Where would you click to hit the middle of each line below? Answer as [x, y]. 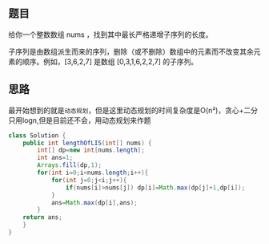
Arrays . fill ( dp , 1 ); [70, 165]
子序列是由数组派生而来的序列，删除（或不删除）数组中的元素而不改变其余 [131, 51]
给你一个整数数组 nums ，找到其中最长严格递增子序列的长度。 [111, 35]
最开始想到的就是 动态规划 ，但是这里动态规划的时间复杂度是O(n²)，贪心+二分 [133, 110]
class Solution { [37, 135]
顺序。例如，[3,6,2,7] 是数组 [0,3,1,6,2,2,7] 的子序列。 [110, 61]
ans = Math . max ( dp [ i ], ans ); [94, 202]
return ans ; [42, 218]
